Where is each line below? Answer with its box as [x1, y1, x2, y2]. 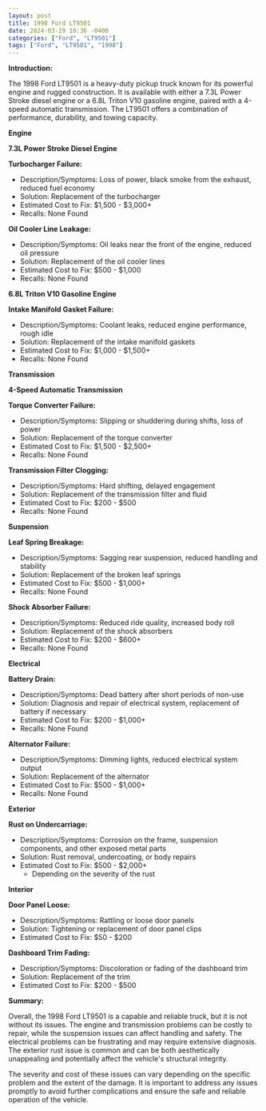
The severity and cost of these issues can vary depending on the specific [8, 1069, 251, 1079]
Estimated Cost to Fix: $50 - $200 [19, 933, 133, 942]
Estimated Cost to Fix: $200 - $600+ [19, 635, 141, 644]
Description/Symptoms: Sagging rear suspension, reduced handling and [19, 553, 258, 563]
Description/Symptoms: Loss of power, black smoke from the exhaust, [19, 175, 252, 185]
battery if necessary [19, 707, 86, 716]
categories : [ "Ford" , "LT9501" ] [8, 34, 116, 42]
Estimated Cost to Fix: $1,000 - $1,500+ [19, 345, 151, 356]
